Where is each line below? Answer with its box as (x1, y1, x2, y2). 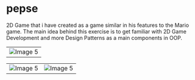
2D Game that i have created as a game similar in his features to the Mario (6, 21, 189, 29)
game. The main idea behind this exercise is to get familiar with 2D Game (6, 27, 187, 35)
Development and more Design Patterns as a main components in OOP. (6, 34, 182, 41)
